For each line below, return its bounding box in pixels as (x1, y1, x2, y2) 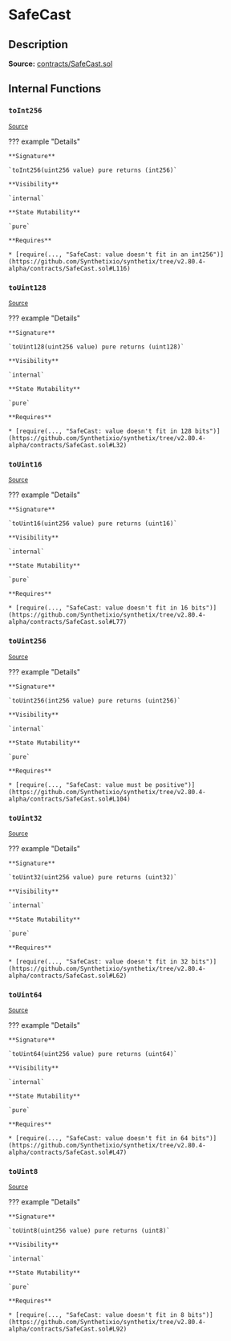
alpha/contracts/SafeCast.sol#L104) (8, 795, 131, 803)
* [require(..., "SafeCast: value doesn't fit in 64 (8, 1135, 188, 1143)
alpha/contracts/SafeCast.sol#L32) (8, 441, 128, 449)
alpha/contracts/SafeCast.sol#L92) (8, 1325, 128, 1334)
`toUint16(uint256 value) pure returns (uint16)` (8, 520, 178, 528)
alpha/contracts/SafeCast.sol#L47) (8, 1148, 128, 1157)
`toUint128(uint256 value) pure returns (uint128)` (8, 343, 184, 351)
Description (8, 38, 68, 51)
